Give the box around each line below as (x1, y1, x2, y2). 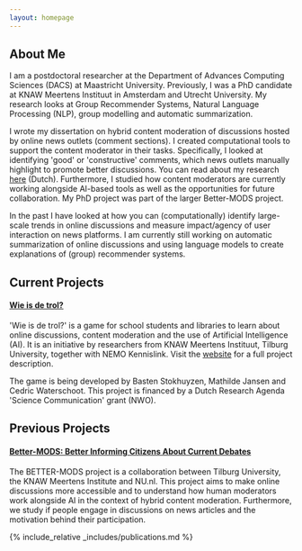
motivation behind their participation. (9, 514, 147, 525)
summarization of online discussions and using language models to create (9, 239, 285, 250)
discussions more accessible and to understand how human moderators (9, 485, 277, 496)
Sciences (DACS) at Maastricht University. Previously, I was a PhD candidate (9, 80, 293, 91)
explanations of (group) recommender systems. (9, 248, 186, 259)
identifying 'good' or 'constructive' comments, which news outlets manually (9, 155, 290, 166)
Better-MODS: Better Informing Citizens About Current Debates (9, 447, 252, 457)
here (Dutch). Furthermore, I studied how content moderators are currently (9, 174, 286, 185)
